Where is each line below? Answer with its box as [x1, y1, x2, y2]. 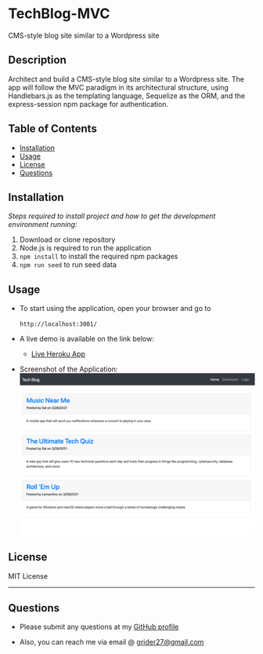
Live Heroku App [31, 349, 86, 359]
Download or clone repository [19, 235, 116, 244]
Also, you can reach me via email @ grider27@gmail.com [19, 638, 204, 647]
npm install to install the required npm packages [19, 252, 178, 261]
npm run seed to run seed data [19, 260, 117, 269]
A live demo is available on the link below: [19, 334, 154, 344]
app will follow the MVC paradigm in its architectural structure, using [8, 82, 229, 92]
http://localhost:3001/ [19, 320, 98, 328]
